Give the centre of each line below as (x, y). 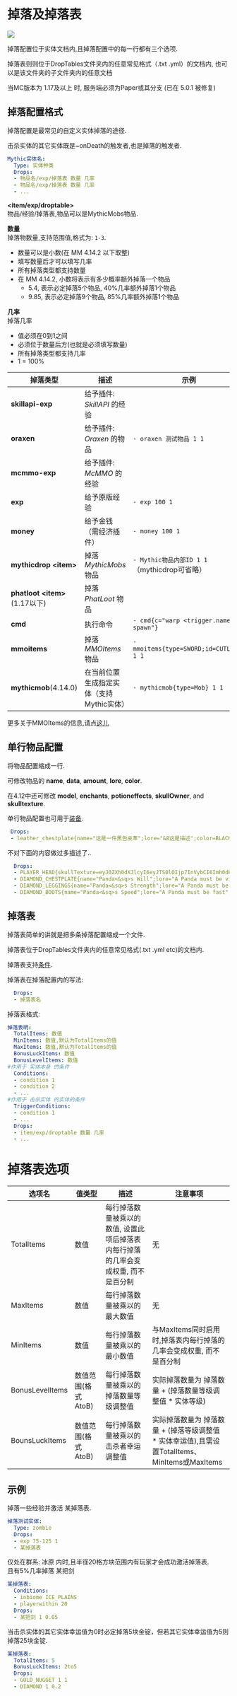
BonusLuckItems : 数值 (44, 1054)
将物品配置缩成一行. (36, 765)
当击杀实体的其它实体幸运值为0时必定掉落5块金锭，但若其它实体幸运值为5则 (118, 1632)
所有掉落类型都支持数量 (51, 270)
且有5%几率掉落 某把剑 (41, 1571)
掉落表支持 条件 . (30, 964)
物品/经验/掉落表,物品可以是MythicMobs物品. (73, 214)
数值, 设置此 (125, 1229)
